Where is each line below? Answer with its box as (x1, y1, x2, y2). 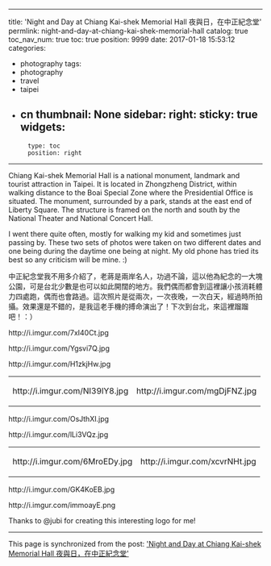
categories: (8, 44, 46, 52)
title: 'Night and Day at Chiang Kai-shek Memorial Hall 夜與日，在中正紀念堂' (8, 17, 262, 27)
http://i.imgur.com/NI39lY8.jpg (12, 385, 129, 396)
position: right (27, 148, 82, 157)
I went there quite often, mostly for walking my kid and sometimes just (8, 229, 242, 239)
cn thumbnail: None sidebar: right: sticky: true (19, 108, 258, 122)
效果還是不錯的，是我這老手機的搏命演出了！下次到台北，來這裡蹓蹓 (22, 302, 248, 311)
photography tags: (19, 59, 82, 69)
